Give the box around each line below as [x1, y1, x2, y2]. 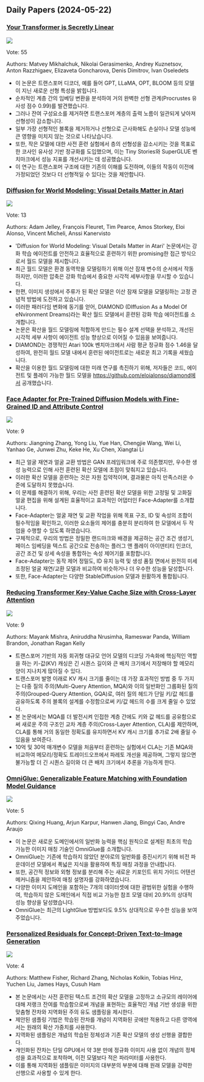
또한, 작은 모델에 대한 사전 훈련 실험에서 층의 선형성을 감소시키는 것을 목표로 [15, 140, 196, 147]
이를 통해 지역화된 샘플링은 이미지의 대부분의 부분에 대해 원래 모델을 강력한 [15, 1062, 193, 1069]
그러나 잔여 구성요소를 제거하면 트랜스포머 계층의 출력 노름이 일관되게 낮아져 [15, 110, 196, 117]
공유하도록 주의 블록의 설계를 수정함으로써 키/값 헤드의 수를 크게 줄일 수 [15, 697, 185, 705]
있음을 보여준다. [15, 736, 53, 743]
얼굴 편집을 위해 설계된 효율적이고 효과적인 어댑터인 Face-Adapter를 [15, 496, 178, 504]
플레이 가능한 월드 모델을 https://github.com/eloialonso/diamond [33, 371, 191, 379]
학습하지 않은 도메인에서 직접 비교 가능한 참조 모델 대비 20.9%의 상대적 [23, 891, 193, 898]
